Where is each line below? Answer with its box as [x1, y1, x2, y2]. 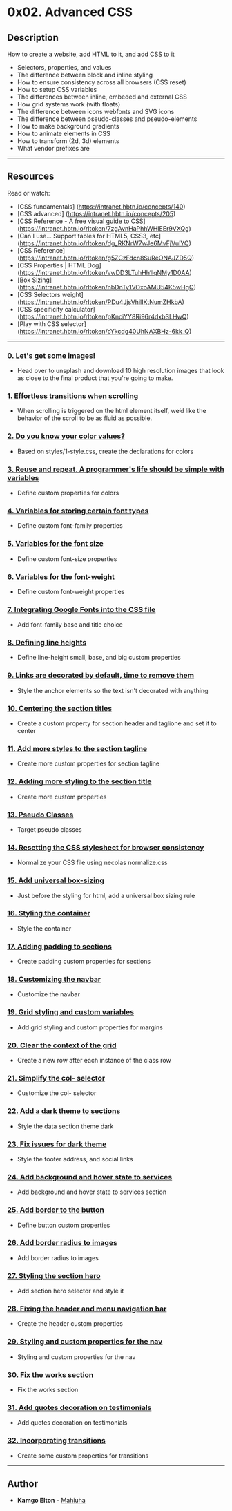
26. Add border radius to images [7, 1238, 117, 1248]
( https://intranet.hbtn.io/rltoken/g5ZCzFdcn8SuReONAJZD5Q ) [17, 254, 195, 262]
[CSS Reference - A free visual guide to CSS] [17, 217, 146, 225]
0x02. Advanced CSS [7, 4, 133, 20]
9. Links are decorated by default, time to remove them [7, 671, 195, 681]
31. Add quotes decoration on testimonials [7, 1403, 152, 1412]
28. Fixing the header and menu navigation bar [7, 1304, 167, 1313]
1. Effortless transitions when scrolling [7, 391, 139, 401]
